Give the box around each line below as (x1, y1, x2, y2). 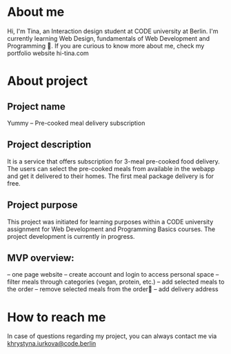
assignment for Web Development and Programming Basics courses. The (7, 225, 216, 233)
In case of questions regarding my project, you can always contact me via (7, 332, 217, 340)
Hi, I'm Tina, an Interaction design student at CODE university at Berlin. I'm (7, 27, 219, 35)
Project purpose (7, 199, 78, 211)
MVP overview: (7, 252, 74, 264)
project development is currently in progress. (7, 232, 135, 240)
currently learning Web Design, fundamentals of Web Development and (7, 34, 210, 42)
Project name (7, 101, 66, 112)
